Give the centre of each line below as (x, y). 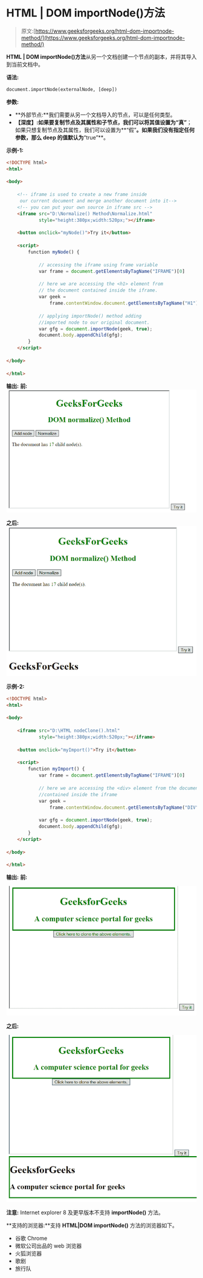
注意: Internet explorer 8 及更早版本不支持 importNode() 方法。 (85, 1213)
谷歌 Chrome (31, 1239)
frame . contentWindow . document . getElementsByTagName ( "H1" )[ (125, 303)
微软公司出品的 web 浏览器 (48, 1246)
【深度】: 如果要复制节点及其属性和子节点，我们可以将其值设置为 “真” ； (103, 122)
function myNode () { (54, 252)
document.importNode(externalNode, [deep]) (62, 89)
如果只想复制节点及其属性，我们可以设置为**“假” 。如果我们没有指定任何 (105, 130)
